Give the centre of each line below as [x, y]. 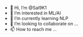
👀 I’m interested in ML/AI [35, 13]
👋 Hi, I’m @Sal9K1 [28, 8]
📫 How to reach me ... [33, 29]
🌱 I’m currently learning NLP [39, 18]
